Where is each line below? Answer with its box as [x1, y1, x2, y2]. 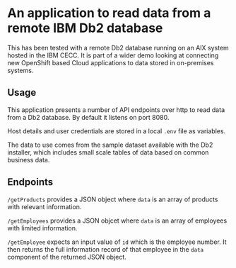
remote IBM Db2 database [7, 20, 163, 36]
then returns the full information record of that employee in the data [7, 245, 203, 253]
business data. [7, 155, 50, 164]
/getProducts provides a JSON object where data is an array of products [7, 195, 218, 203]
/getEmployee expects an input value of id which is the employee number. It [7, 238, 227, 246]
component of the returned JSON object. [7, 252, 127, 261]
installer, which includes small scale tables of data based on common [7, 147, 209, 157]
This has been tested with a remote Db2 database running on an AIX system [7, 43, 230, 52]
